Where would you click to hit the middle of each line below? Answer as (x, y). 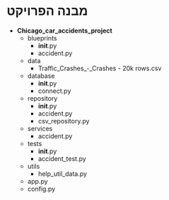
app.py (37, 181)
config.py (41, 189)
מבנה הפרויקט (47, 11)
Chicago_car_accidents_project (64, 30)
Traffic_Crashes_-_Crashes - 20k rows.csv (100, 68)
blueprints (42, 38)
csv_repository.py (64, 121)
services (40, 128)
